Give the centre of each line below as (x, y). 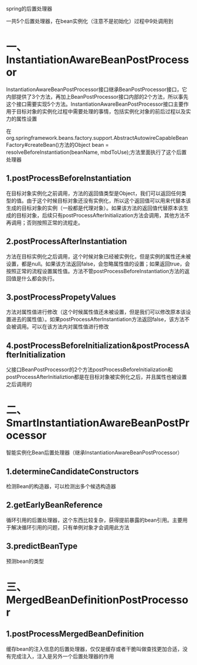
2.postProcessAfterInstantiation (67, 242)
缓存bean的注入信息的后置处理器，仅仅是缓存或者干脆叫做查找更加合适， (94, 649)
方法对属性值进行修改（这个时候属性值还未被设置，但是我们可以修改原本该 (96, 312)
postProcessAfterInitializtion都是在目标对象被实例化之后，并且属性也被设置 (97, 377)
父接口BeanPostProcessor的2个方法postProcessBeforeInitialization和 (89, 370)
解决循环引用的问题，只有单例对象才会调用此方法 (70, 527)
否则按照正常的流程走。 (55, 223)
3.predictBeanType (42, 546)
